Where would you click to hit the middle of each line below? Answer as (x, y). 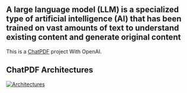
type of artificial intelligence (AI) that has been (94, 19)
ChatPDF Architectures (50, 70)
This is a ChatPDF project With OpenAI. (54, 51)
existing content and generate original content (93, 37)
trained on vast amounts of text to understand (93, 28)
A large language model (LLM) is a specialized (93, 10)
